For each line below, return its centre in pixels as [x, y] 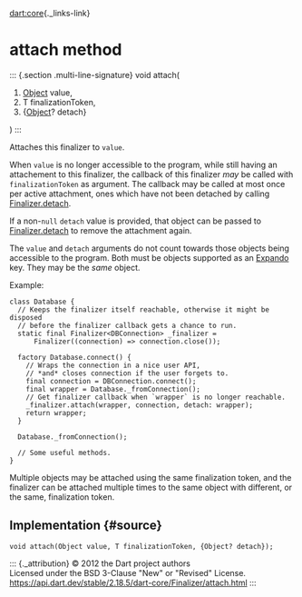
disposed [26, 317]
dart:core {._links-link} [50, 13]
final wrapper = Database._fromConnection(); [113, 389]
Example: [27, 284]
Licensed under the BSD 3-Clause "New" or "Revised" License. [128, 572]
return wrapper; [57, 413]
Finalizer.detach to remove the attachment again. [101, 230]
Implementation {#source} [86, 526]
